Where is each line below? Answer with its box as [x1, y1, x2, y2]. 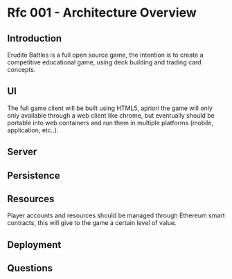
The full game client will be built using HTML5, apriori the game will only [7, 104, 213, 112]
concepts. [7, 66, 36, 73]
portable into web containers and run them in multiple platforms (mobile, [7, 118, 213, 127]
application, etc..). [7, 126, 59, 134]
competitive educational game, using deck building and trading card [7, 58, 202, 66]
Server [7, 146, 37, 158]
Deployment [7, 239, 62, 251]
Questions [7, 262, 53, 274]
